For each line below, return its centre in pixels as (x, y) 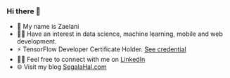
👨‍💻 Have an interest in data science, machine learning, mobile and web (120, 34)
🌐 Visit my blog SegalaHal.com (62, 67)
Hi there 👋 (24, 11)
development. (37, 41)
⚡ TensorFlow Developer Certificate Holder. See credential (102, 49)
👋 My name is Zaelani (48, 27)
